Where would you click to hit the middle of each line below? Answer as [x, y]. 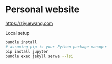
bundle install [21, 42]
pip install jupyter [27, 51]
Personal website [42, 9]
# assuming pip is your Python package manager [56, 47]
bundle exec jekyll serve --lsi [39, 56]
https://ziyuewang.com [29, 23]
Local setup [17, 33]
